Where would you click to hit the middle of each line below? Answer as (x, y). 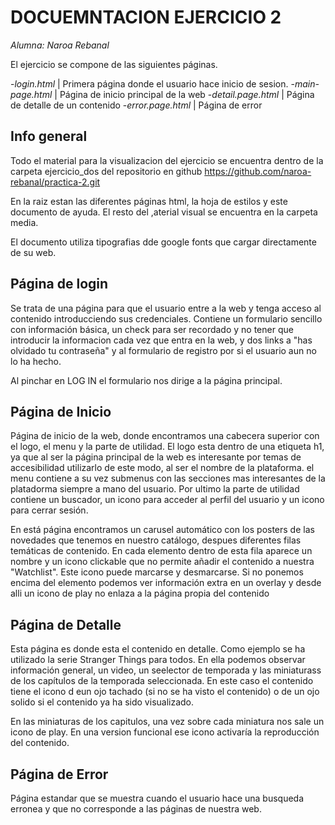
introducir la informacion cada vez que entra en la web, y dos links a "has (161, 340)
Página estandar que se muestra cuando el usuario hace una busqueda (157, 798)
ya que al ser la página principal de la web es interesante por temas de (156, 457)
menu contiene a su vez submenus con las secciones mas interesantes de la (168, 478)
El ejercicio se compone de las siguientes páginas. (114, 64)
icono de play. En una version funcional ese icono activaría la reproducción (165, 732)
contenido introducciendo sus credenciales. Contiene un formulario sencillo (166, 318)
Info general (49, 136)
